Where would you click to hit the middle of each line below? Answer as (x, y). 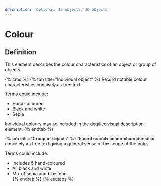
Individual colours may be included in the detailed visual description (74, 124)
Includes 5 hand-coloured (39, 163)
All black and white (31, 168)
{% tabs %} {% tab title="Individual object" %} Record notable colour (76, 79)
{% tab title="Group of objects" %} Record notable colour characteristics (80, 139)
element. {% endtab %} (29, 129)
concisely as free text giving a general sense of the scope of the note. (77, 143)
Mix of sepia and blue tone (39, 173)
